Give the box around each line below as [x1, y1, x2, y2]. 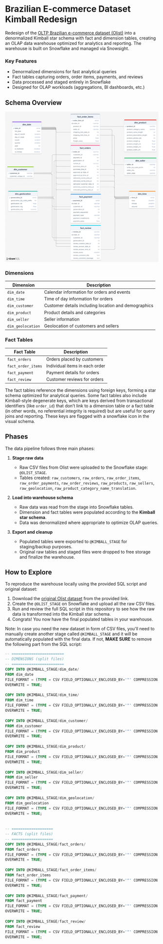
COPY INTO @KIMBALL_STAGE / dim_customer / [5, 718, 89, 723]
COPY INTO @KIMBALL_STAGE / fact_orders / [5, 842, 86, 847]
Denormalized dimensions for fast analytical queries [12, 69, 117, 75]
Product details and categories [44, 309, 106, 315]
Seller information [44, 316, 80, 322]
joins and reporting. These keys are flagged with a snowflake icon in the [5, 413, 149, 419]
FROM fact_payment [5, 899, 42, 904]
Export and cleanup [12, 529, 53, 535]
